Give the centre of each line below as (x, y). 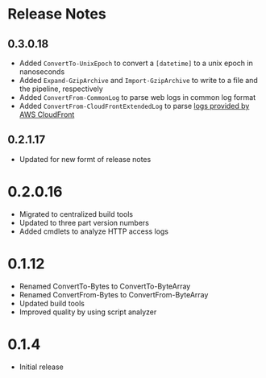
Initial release (41, 367)
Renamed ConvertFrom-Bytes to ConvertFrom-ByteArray (114, 294)
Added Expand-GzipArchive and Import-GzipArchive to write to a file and (139, 80)
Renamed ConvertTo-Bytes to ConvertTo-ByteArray (105, 286)
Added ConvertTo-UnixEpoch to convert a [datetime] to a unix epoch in (136, 63)
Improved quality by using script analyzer (88, 312)
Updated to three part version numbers (84, 222)
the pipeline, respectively (61, 89)
